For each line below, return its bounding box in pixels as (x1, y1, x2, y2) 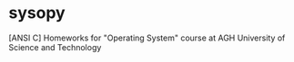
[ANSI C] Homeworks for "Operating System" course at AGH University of (8, 32, 286, 43)
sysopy (8, 3, 66, 23)
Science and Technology (8, 41, 102, 52)
